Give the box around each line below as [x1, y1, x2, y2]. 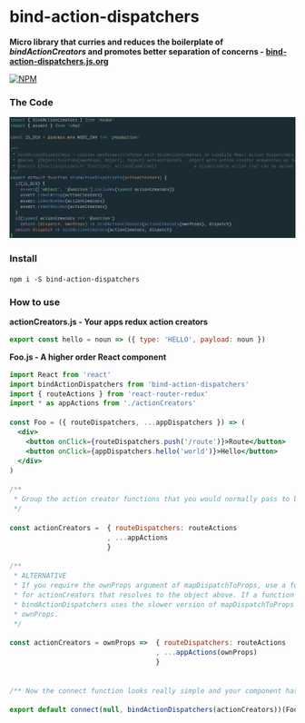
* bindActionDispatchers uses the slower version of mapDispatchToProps [13, 599, 295, 609]
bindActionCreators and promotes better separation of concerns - [9, 45, 265, 56]
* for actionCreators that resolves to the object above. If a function [13, 590, 295, 599]
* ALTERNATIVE [13, 571, 67, 580]
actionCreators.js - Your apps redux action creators [9, 316, 209, 327]
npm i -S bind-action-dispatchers [9, 274, 141, 283]
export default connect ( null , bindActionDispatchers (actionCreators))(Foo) [9, 706, 302, 715]
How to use [9, 295, 61, 308]
